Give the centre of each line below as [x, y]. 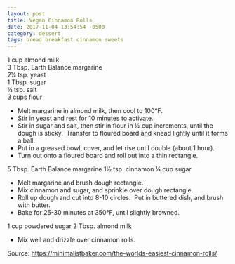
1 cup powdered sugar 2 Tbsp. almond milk [69, 226]
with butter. [34, 205]
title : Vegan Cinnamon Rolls [50, 20]
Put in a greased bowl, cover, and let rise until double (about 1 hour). [116, 148]
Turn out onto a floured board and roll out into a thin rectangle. [108, 156]
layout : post [26, 14]
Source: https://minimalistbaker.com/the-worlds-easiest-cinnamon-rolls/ [112, 253]
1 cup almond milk [33, 60]
